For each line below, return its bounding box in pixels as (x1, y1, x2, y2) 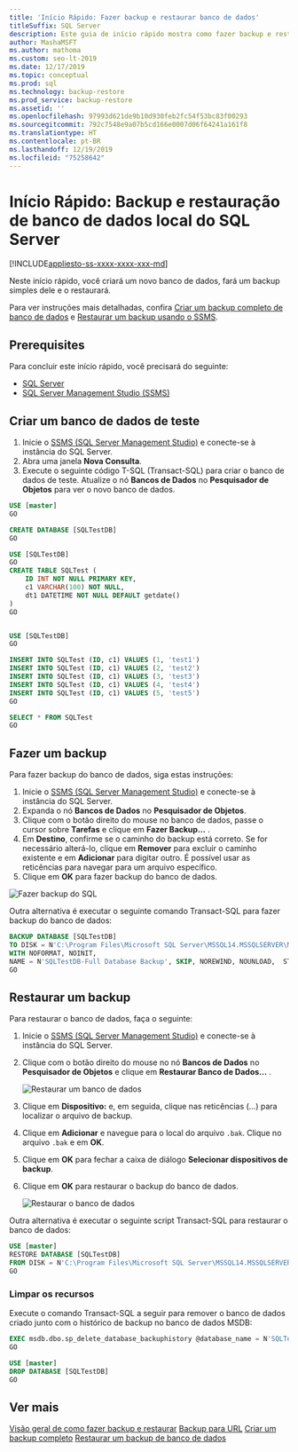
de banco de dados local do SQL (9, 210, 251, 231)
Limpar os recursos (9, 1288, 95, 1300)
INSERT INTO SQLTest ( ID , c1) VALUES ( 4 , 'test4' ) (9, 680, 200, 689)
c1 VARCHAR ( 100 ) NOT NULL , (25, 583, 125, 592)
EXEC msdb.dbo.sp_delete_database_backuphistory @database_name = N (9, 1335, 268, 1344)
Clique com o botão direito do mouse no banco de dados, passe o (21, 815, 264, 825)
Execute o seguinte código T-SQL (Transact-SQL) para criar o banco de (21, 465, 285, 476)
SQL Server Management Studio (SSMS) (21, 388, 170, 399)
